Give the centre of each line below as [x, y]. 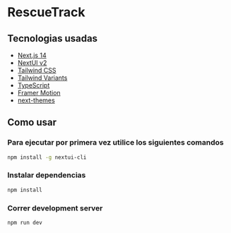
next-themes [36, 100]
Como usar [32, 123]
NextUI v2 [32, 63]
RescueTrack [46, 12]
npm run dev [25, 223]
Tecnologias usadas [52, 38]
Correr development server [55, 208]
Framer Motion [39, 93]
